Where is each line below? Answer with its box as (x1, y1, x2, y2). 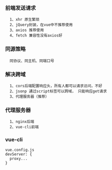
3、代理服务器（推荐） (9, 94, 49, 99)
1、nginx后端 (9, 119, 34, 124)
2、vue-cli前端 (9, 124, 39, 130)
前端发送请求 (5, 4, 36, 11)
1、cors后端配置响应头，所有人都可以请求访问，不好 (9, 83, 103, 88)
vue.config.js (5, 147, 35, 152)
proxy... (9, 156, 28, 161)
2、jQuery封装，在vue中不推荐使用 (9, 23, 73, 28)
